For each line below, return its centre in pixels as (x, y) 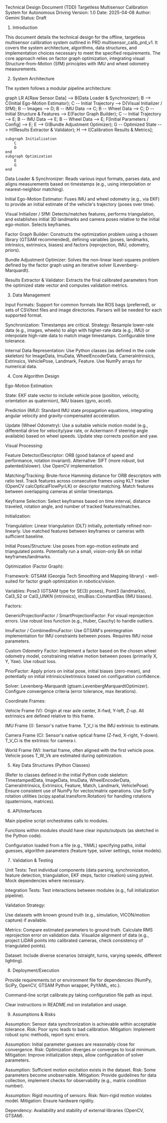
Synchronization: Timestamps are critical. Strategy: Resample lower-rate (80, 325)
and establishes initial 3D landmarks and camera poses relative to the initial (82, 219)
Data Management (31, 295)
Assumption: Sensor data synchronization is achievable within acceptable (81, 1024)
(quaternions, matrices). (30, 801)
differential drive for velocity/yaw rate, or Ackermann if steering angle (77, 431)
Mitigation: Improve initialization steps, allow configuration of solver (75, 1055)
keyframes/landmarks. (28, 557)
